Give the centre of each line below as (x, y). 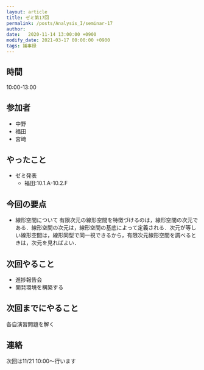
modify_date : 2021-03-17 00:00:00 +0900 (58, 40)
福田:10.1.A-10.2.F (46, 183)
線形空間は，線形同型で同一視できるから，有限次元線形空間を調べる (106, 236)
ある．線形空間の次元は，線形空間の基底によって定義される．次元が (100, 228)
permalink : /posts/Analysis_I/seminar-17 (60, 23)
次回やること (30, 264)
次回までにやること (42, 308)
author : (16, 29)
